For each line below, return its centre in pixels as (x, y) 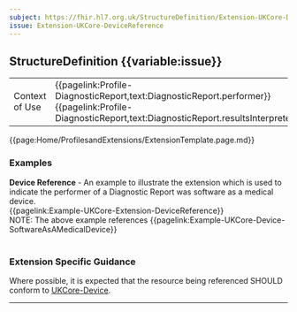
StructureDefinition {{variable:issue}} (116, 61)
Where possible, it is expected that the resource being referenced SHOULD (146, 280)
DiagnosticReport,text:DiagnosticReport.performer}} (163, 96)
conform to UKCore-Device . (60, 290)
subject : (25, 17)
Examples (31, 163)
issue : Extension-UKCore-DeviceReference (87, 26)
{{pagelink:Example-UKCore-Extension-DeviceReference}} (117, 210)
